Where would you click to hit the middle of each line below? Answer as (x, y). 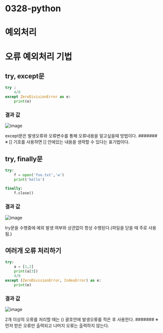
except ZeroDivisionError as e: (38, 97)
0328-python (33, 9)
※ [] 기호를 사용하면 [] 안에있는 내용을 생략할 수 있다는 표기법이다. (67, 142)
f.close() (24, 193)
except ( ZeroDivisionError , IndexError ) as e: (53, 280)
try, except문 (25, 76)
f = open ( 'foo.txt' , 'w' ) (39, 175)
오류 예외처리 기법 (39, 56)
